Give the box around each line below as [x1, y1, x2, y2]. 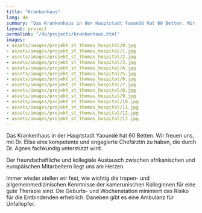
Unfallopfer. [6, 200, 36, 208]
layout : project [6, 25, 47, 32]
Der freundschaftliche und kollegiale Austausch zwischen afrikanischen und [6, 156, 195, 164]
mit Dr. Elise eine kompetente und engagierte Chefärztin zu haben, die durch [6, 138, 197, 145]
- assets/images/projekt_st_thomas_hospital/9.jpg [6, 93, 136, 99]
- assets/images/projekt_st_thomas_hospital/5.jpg [6, 71, 136, 77]
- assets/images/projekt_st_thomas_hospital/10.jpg [6, 98, 139, 104]
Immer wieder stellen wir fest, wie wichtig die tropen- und [6, 174, 150, 182]
